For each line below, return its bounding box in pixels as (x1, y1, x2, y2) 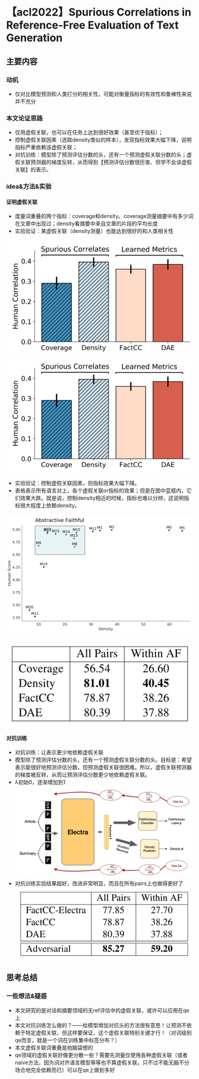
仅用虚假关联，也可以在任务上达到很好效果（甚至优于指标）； (14, 129, 163, 136)
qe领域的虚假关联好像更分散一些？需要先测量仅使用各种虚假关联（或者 (14, 1051, 188, 1058)
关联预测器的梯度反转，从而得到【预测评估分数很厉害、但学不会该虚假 (20, 158, 192, 166)
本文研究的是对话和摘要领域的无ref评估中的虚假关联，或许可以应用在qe (14, 1006, 189, 1013)
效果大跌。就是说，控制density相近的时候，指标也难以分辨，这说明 (20, 495, 184, 502)
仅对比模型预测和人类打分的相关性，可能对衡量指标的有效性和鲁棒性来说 (14, 90, 192, 97)
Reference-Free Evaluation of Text (6, 18, 179, 32)
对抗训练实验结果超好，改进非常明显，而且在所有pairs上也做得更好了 (14, 879, 184, 887)
